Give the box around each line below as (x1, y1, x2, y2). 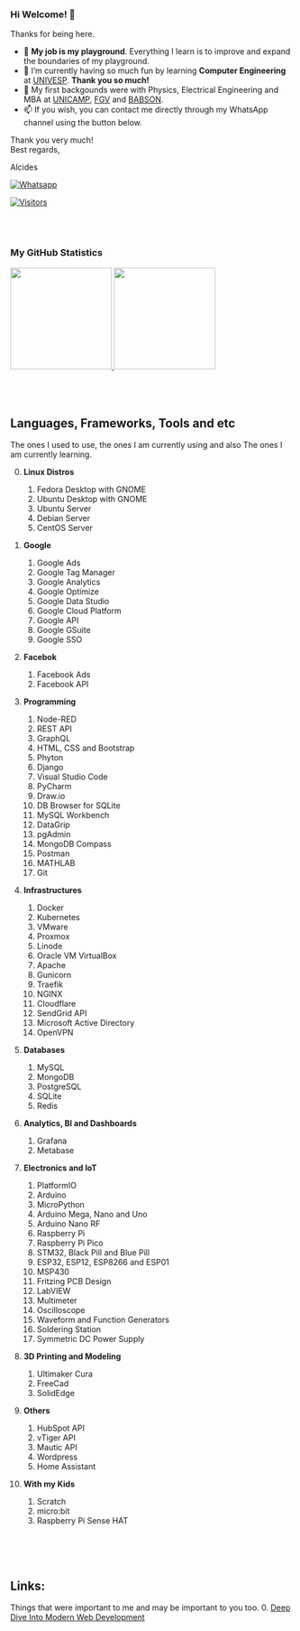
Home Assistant (36, 1461, 96, 1472)
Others (23, 1405, 50, 1416)
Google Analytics (36, 577, 101, 588)
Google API (36, 615, 79, 626)
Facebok (23, 652, 58, 663)
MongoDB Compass (36, 839, 112, 850)
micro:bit (36, 1505, 70, 1516)
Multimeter (36, 1295, 77, 1306)
